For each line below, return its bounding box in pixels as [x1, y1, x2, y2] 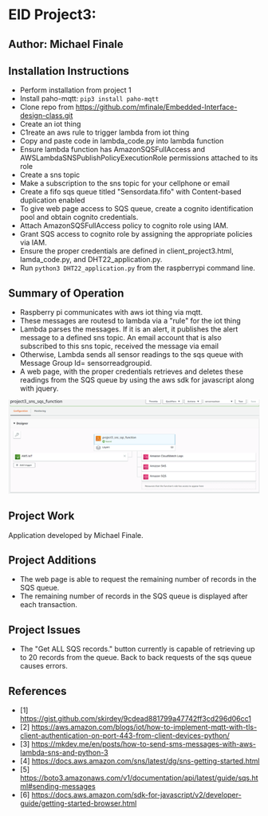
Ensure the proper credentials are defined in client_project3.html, [19, 246, 234, 256]
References [8, 684, 67, 698]
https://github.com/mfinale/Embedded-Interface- [75, 102, 238, 112]
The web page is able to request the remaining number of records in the [19, 575, 257, 584]
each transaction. [19, 600, 78, 610]
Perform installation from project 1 [19, 85, 132, 95]
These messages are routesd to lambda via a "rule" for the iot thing [19, 316, 241, 326]
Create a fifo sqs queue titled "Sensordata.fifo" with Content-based [19, 187, 242, 197]
